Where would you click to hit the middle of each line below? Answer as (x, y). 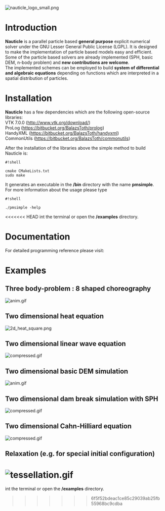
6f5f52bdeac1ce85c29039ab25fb (125, 499)
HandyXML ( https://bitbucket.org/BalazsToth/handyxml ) (62, 133)
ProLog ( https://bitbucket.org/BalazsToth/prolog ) (55, 128)
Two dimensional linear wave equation (65, 344)
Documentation (38, 237)
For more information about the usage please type (56, 190)
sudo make (15, 175)
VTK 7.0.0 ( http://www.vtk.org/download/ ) (48, 122)
